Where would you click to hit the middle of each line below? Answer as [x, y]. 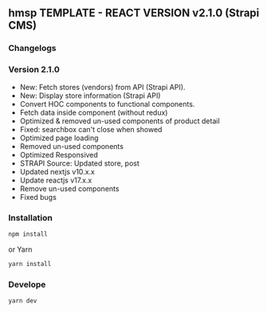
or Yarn [20, 249]
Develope [27, 284]
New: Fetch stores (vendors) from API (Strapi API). [102, 87]
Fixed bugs [38, 197]
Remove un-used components [69, 188]
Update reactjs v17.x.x [56, 180]
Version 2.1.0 [34, 69]
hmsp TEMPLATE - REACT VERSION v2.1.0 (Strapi [134, 13]
